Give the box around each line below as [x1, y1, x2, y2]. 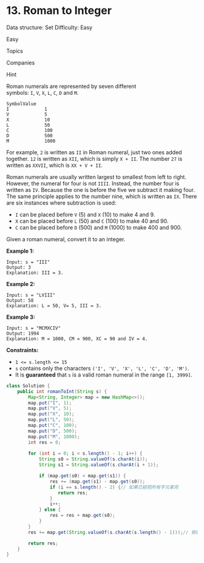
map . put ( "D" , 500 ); [28, 428, 78, 434]
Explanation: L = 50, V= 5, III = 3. [6, 302, 102, 309]
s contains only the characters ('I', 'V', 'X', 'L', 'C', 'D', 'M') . [15, 364, 189, 372]
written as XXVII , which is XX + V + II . [6, 162, 103, 169]
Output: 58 [6, 297, 34, 304]
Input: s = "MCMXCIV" [6, 325, 61, 331]
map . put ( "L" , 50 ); [28, 417, 75, 423]
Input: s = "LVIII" [6, 292, 56, 298]
